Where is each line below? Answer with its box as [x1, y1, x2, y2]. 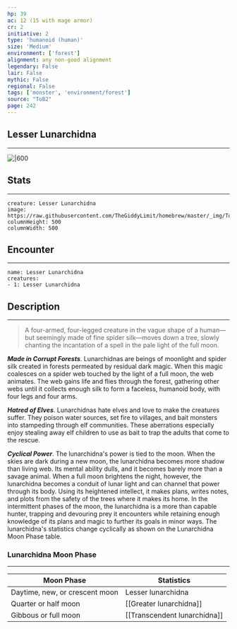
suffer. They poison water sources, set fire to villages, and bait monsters [7, 413, 217, 422]
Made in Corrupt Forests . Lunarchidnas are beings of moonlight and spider [7, 355, 227, 363]
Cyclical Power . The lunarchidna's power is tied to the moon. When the [7, 449, 215, 458]
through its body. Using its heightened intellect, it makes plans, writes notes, [7, 487, 229, 495]
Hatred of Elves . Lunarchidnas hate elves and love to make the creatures [7, 406, 220, 414]
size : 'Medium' [7, 43, 52, 50]
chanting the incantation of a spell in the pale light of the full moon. [24, 341, 219, 350]
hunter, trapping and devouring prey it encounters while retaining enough [7, 510, 220, 518]
